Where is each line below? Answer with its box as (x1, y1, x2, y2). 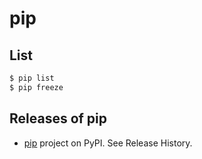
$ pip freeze (9, 82, 64, 92)
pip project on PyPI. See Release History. (23, 137, 193, 149)
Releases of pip (9, 110, 108, 127)
